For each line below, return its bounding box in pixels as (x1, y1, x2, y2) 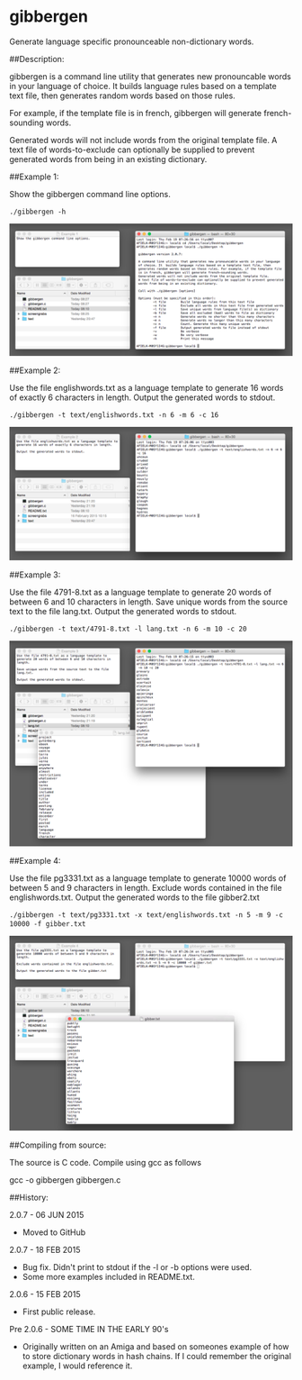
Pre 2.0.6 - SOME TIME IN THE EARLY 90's (9, 1324, 169, 1335)
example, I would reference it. (22, 1360, 133, 1371)
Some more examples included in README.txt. (22, 1272, 195, 1283)
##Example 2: (9, 365, 61, 376)
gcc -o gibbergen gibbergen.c (9, 1175, 121, 1185)
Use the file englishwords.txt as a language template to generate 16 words (9, 383, 284, 394)
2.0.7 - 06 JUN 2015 (9, 1210, 84, 1221)
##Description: (9, 53, 65, 64)
